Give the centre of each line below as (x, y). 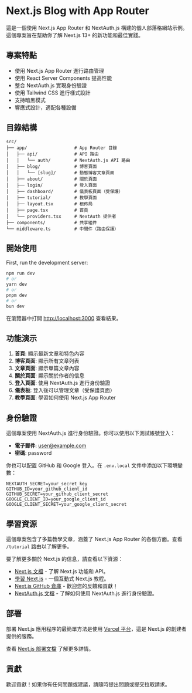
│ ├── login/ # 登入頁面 (52, 185)
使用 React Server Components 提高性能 (63, 78)
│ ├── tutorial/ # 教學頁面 (52, 198)
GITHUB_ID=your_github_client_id (47, 489)
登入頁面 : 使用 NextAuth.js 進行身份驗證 (62, 383)
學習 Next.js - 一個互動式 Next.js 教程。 (62, 579)
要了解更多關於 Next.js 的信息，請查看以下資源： (65, 559)
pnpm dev (17, 295)
